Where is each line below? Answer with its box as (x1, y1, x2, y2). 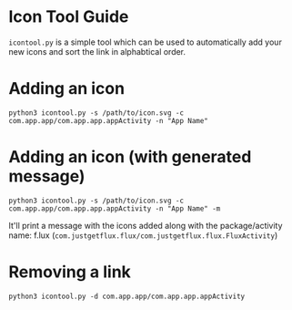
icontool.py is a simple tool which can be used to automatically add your (8, 36, 283, 47)
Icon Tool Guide (8, 6, 129, 27)
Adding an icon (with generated (8, 147, 252, 168)
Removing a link (8, 262, 131, 282)
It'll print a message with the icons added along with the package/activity (8, 220, 283, 231)
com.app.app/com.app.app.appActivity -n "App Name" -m (8, 203, 221, 213)
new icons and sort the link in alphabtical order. (8, 46, 186, 57)
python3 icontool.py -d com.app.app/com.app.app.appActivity (8, 292, 246, 301)
